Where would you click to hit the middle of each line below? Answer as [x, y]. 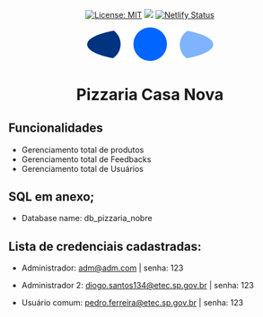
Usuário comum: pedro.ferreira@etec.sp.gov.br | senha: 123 [132, 303]
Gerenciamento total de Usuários [83, 168]
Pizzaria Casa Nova [150, 95]
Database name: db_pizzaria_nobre [87, 218]
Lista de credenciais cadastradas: [105, 246]
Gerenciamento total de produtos [83, 150]
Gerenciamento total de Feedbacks [86, 159]
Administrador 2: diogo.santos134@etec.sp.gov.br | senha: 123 [138, 286]
